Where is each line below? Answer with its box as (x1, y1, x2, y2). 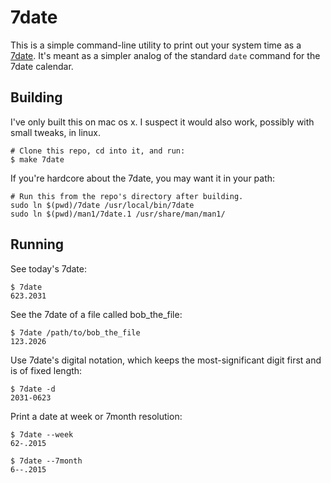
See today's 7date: (10, 262, 87, 275)
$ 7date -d (10, 384, 56, 394)
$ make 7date (10, 154, 65, 165)
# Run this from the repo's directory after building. (10, 191, 244, 201)
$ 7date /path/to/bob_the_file (10, 327, 141, 338)
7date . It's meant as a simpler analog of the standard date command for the (10, 49, 321, 61)
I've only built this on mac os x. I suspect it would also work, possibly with (10, 116, 315, 128)
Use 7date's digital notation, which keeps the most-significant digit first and (10, 354, 322, 366)
